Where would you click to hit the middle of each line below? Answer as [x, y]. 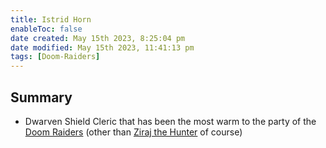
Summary [41, 97]
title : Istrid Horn [51, 19]
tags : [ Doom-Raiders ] [55, 57]
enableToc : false [46, 29]
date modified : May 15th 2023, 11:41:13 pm [102, 47]
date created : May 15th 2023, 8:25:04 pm [98, 38]
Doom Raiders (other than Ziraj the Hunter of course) [133, 132]
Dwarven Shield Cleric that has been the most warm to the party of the [170, 121]
